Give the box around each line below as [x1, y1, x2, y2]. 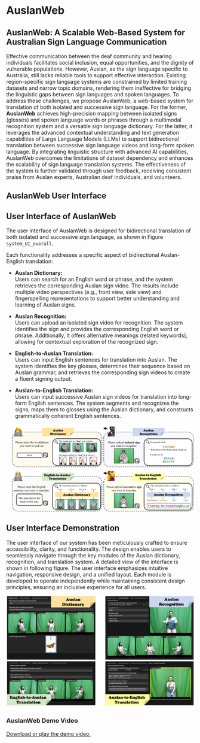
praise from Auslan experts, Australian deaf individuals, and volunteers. [6, 174, 182, 180]
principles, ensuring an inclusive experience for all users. [6, 583, 147, 590]
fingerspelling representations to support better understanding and [14, 295, 180, 302]
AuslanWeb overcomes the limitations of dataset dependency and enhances [6, 154, 193, 162]
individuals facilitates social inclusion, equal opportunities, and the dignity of [6, 59, 194, 66]
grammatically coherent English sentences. [14, 413, 121, 420]
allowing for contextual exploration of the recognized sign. [14, 338, 159, 345]
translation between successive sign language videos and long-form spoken [6, 142, 195, 148]
